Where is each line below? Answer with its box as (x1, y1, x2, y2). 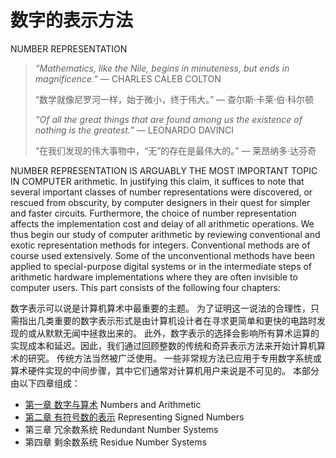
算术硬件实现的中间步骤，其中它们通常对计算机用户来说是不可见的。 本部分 (10, 364, 320, 376)
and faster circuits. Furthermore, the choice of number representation (10, 207, 297, 219)
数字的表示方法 (10, 9, 134, 32)
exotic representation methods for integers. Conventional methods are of (10, 239, 311, 251)
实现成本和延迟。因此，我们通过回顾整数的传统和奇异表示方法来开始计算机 (10, 339, 317, 351)
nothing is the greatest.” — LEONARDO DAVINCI (34, 124, 235, 136)
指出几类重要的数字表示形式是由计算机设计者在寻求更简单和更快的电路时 (18, 314, 317, 326)
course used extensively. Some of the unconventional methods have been (10, 249, 316, 261)
